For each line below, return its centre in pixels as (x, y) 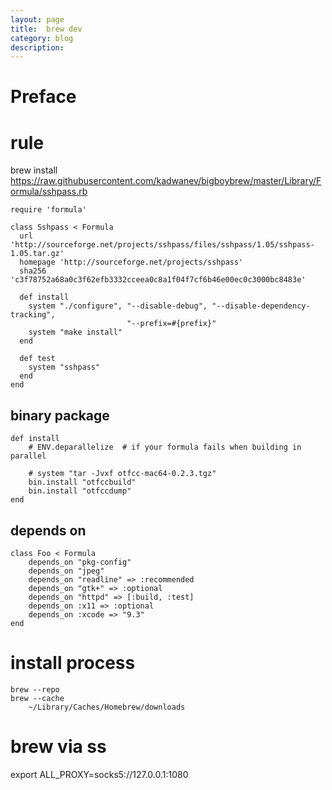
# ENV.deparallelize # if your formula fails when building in (165, 447)
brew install (34, 170)
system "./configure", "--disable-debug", (118, 306)
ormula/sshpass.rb (49, 192)
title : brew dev (46, 29)
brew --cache (37, 698)
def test (37, 359)
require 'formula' (48, 210)
